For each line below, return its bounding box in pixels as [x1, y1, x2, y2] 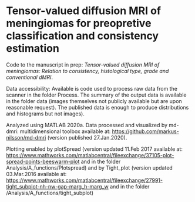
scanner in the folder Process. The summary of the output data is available [6, 91, 187, 98]
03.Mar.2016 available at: [6, 170, 67, 177]
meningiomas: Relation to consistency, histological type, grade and [6, 67, 169, 74]
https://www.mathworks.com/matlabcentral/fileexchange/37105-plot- [6, 151, 174, 158]
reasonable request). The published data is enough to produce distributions [6, 104, 189, 111]
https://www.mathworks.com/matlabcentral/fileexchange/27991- [6, 177, 163, 184]
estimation [6, 42, 60, 55]
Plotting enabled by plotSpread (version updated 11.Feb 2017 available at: [6, 145, 183, 153]
